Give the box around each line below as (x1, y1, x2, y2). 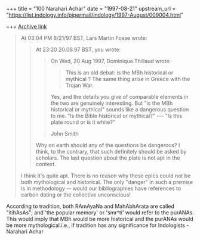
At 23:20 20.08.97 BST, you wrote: (35, 46, 121, 53)
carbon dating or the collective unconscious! (20, 191, 131, 198)
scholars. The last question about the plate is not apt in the (35, 154, 180, 161)
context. (35, 161, 57, 167)
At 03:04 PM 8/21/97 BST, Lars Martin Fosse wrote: (20, 35, 147, 41)
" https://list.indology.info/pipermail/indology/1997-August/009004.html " (6, 11, 184, 18)
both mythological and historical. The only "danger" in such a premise (20, 179, 193, 185)
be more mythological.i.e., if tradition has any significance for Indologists (6, 222, 185, 229)
